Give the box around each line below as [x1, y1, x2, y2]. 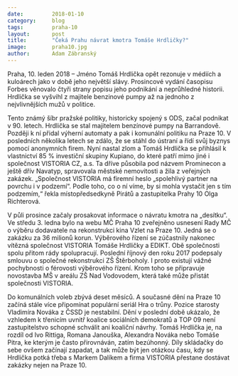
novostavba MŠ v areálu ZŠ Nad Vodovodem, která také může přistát [7, 271, 210, 280]
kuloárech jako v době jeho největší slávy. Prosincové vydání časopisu [7, 77, 213, 85]
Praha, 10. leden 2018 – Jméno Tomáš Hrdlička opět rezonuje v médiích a [7, 69, 222, 78]
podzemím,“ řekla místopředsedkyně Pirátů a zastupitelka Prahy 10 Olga [7, 189, 218, 198]
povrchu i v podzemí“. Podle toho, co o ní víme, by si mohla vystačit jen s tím [7, 182, 232, 190]
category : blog [7, 17, 65, 24]
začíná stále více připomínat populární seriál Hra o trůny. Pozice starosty [7, 300, 220, 308]
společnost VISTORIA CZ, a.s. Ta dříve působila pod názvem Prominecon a [7, 159, 226, 167]
